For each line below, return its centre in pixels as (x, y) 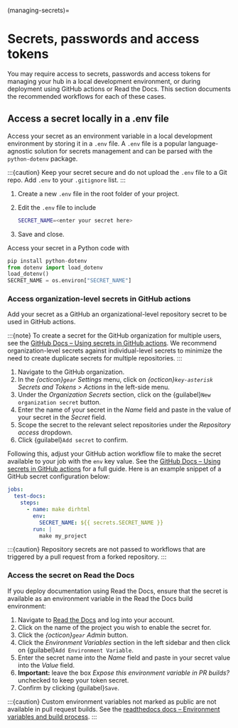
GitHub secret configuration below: (59, 476)
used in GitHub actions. (42, 322)
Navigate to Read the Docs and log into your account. (96, 620)
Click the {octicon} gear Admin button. (73, 635)
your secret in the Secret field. (62, 417)
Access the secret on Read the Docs (71, 575)
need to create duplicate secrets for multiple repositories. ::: (95, 358)
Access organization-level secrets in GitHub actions (99, 299)
